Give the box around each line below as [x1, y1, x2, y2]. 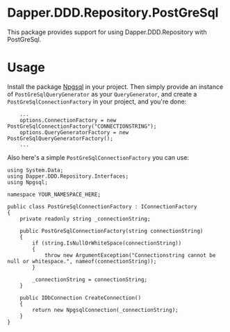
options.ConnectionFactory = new [19, 117, 117, 124]
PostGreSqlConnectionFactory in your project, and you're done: [7, 97, 187, 106]
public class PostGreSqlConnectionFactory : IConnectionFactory [7, 203, 197, 210]
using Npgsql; [7, 179, 49, 185]
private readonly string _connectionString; [19, 215, 151, 222]
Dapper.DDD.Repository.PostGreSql [7, 5, 219, 21]
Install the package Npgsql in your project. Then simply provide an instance [7, 82, 224, 91]
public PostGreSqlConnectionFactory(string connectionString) [19, 227, 204, 234]
